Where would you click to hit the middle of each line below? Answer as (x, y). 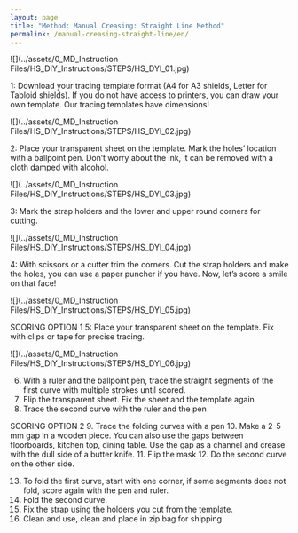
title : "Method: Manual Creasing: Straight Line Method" (118, 26)
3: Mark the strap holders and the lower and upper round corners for (135, 211)
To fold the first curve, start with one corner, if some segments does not (154, 481)
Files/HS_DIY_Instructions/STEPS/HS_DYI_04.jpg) (101, 247)
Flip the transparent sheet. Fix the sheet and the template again (139, 400)
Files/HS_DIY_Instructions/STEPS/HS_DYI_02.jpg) (101, 131)
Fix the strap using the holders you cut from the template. (128, 509)
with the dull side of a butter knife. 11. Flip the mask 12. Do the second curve (149, 455)
